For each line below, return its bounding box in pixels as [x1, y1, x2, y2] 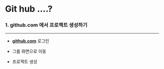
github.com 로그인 [12, 38, 50, 44]
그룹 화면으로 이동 [12, 49, 46, 54]
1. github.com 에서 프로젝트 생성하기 [5, 22, 88, 29]
